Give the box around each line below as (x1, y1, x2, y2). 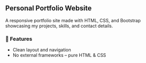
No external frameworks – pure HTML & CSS (12, 52, 106, 58)
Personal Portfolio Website (5, 4, 92, 13)
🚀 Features (5, 35, 33, 42)
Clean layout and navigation (12, 47, 71, 53)
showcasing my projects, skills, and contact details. (5, 23, 113, 29)
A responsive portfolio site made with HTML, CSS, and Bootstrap (5, 17, 141, 23)
